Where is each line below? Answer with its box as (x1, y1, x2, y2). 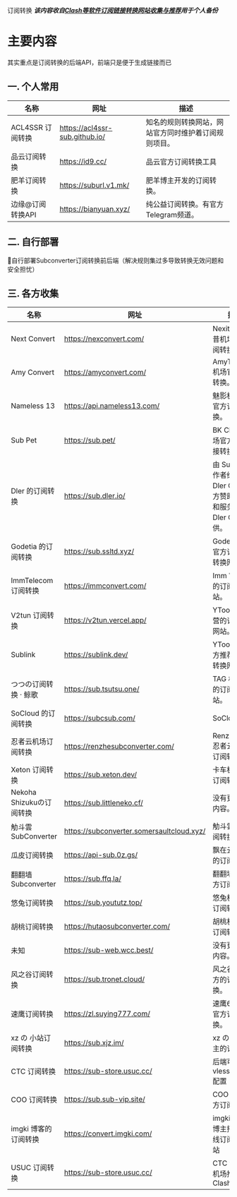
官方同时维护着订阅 (152, 128, 217, 138)
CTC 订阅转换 (11, 1066, 56, 1076)
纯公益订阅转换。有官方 (145, 199, 224, 209)
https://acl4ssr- (59, 123, 113, 133)
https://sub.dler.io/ (63, 491, 126, 501)
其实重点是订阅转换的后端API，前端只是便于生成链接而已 (7, 58, 172, 66)
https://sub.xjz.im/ (63, 1038, 125, 1048)
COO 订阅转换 (11, 1095, 58, 1105)
